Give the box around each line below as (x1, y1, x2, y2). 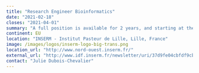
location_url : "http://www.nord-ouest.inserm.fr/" (6, 47, 134, 53)
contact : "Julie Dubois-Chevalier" (6, 58, 94, 64)
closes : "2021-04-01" (6, 19, 60, 25)
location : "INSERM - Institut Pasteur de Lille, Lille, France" (6, 36, 168, 42)
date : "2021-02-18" (6, 14, 54, 20)
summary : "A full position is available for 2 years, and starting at (6, 25, 184, 31)
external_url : (6, 52, 41, 58)
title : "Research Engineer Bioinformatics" (6, 8, 115, 15)
